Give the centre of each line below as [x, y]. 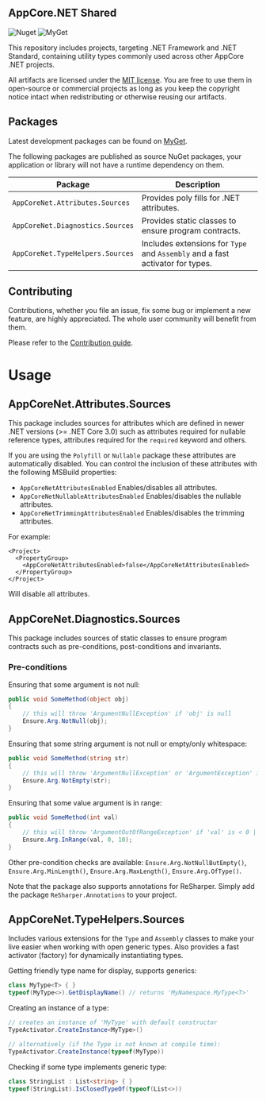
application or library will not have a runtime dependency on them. [116, 164]
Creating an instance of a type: [59, 1008]
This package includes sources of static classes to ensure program [118, 638]
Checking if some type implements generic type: [88, 1067]
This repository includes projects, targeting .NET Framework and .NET [123, 48]
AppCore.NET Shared [63, 13]
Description [198, 184]
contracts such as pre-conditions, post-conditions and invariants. [115, 647]
